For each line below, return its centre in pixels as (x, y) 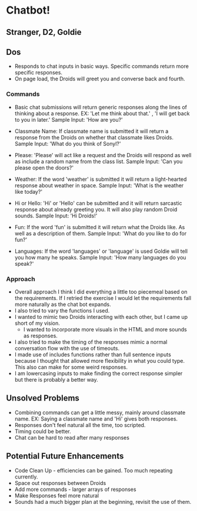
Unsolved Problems (43, 398)
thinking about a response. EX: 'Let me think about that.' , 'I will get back (102, 113)
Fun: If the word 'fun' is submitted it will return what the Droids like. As (100, 227)
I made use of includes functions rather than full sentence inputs (93, 354)
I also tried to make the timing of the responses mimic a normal (91, 342)
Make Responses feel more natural (56, 495)
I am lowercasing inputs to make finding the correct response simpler (98, 373)
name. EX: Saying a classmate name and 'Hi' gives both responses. (96, 419)
